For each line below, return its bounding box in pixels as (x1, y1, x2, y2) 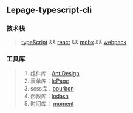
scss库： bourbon (30, 84, 74, 92)
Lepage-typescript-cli (6, 5, 92, 15)
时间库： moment (30, 100, 74, 107)
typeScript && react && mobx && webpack (21, 38, 127, 46)
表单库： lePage (30, 77, 69, 84)
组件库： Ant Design (30, 69, 80, 77)
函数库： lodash (30, 92, 69, 100)
